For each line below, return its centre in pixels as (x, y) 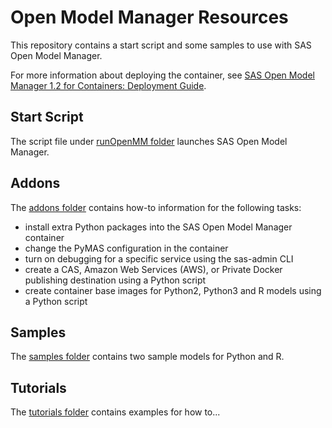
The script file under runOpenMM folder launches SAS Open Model (149, 141)
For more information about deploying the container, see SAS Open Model (162, 75)
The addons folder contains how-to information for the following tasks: (156, 207)
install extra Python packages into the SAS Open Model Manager (158, 227)
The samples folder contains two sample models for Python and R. (147, 357)
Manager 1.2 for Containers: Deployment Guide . (108, 85)
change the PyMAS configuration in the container (126, 248)
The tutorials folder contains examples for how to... (115, 412)
